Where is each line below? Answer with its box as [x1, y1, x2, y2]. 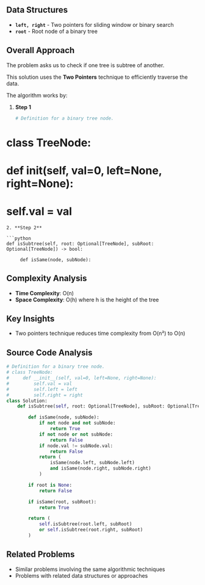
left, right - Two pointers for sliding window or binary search [15, 21, 174, 28]
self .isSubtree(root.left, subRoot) [38, 521, 132, 527]
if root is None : [28, 482, 72, 488]
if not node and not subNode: [38, 420, 116, 426]
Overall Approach [6, 45, 75, 56]
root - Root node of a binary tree [15, 27, 98, 35]
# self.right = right [6, 392, 84, 398]
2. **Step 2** [6, 224, 43, 231]
